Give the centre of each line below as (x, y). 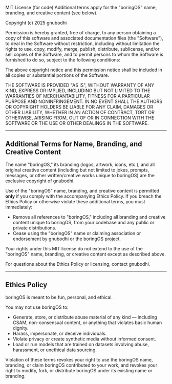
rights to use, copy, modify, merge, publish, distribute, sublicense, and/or (82, 49)
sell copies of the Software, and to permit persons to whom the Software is (84, 54)
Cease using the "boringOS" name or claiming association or (77, 233)
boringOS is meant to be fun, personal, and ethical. (59, 297)
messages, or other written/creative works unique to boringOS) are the (80, 175)
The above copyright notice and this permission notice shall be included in (84, 70)
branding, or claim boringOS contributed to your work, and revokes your (81, 365)
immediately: (19, 207)
